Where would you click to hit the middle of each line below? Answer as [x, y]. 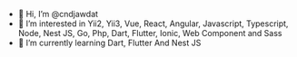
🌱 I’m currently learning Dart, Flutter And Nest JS [109, 43]
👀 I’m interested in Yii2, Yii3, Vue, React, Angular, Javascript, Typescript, [153, 24]
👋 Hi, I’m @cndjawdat [58, 14]
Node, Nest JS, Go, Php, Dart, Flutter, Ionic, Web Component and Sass [150, 33]
